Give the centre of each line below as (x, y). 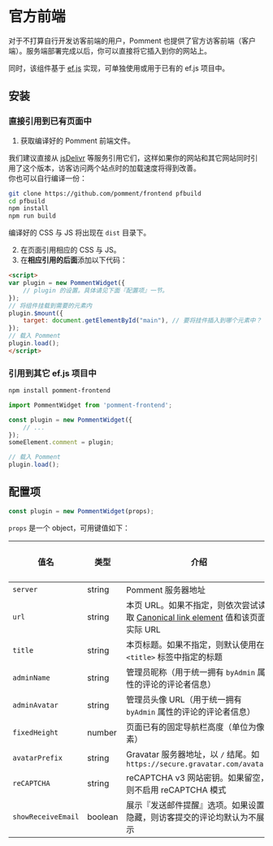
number (102, 732)
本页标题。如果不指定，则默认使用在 (195, 645)
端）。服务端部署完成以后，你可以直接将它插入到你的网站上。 (110, 50)
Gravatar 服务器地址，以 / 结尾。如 (193, 754)
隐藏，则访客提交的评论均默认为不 (191, 817)
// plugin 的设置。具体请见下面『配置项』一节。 (96, 290)
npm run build (32, 216)
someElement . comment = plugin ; (61, 442)
